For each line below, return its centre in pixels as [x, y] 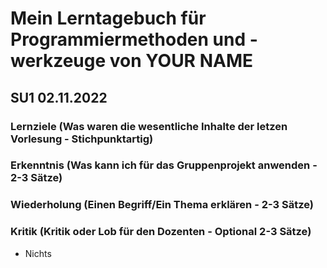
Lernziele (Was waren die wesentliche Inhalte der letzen [149, 126]
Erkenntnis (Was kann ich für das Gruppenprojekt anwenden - [164, 165]
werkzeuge [58, 61]
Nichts [38, 253]
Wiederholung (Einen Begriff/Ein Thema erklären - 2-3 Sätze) [162, 205]
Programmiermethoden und [128, 39]
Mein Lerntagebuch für [108, 18]
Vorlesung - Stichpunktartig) [82, 139]
